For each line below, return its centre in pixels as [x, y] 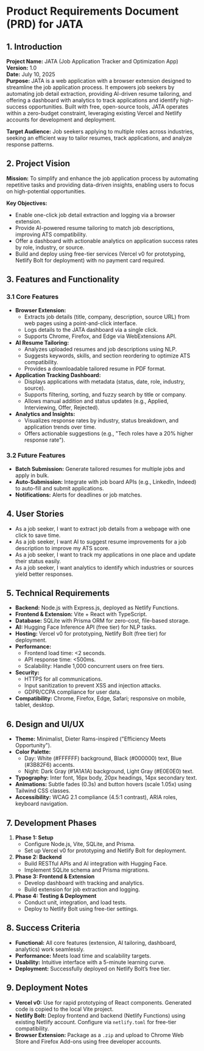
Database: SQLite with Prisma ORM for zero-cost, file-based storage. [102, 621]
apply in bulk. [32, 475]
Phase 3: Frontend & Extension [55, 877]
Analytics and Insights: [45, 414]
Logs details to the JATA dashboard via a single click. [91, 329]
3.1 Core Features [33, 297]
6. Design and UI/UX [45, 724]
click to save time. [38, 535]
